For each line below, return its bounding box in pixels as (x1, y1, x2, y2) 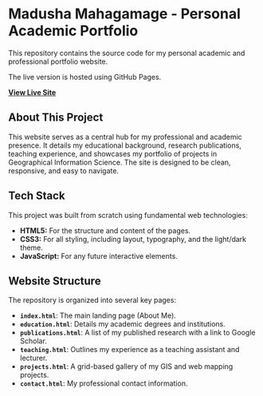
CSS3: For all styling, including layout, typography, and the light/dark (19, 234, 247, 244)
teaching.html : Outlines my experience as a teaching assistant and (19, 345, 240, 354)
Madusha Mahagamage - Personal (8, 5, 241, 23)
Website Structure (8, 274, 101, 287)
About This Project (8, 111, 104, 125)
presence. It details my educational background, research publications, (8, 141, 241, 150)
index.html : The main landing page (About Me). (19, 311, 177, 320)
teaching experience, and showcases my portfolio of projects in (8, 148, 218, 158)
